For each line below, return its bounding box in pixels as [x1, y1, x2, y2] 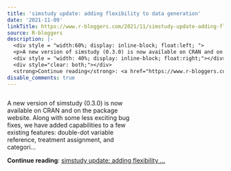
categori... [7, 143, 36, 152]
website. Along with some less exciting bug [7, 114, 130, 122]
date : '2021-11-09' [7, 17, 63, 23]
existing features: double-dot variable [7, 128, 114, 137]
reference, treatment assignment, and [7, 136, 115, 144]
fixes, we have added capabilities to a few [7, 121, 126, 130]
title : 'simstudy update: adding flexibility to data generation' [7, 10, 201, 17]
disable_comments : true [7, 74, 76, 81]
